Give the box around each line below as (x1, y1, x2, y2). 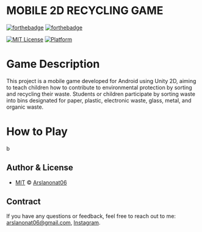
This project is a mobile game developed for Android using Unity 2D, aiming (6, 77, 197, 84)
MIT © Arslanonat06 (15, 178, 67, 186)
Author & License (6, 162, 73, 173)
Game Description (6, 57, 100, 71)
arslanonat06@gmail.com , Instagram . (6, 219, 101, 227)
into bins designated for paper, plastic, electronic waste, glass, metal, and (6, 96, 192, 104)
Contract (6, 197, 41, 207)
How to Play (6, 125, 68, 139)
